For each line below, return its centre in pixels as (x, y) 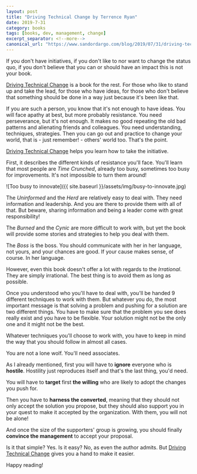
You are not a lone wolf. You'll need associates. (63, 353)
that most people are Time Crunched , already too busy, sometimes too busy (98, 168)
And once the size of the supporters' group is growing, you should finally (94, 429)
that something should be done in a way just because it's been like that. (93, 97)
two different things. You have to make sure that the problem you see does (96, 312)
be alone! (17, 418)
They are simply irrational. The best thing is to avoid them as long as (89, 275)
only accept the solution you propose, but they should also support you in (95, 406)
